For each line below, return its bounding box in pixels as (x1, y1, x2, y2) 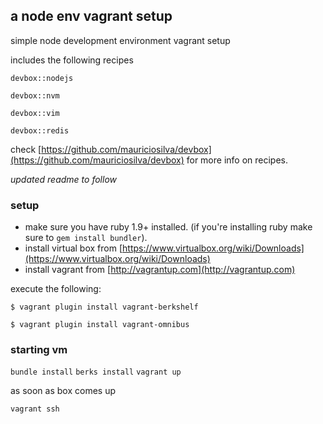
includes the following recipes (10, 54, 134, 66)
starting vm (10, 343, 68, 357)
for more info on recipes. (186, 154, 289, 166)
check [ (10, 143, 42, 155)
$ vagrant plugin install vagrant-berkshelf (10, 302, 199, 313)
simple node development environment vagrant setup (10, 34, 231, 46)
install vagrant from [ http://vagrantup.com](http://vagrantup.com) (24, 264, 296, 276)
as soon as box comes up (10, 385, 116, 397)
